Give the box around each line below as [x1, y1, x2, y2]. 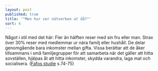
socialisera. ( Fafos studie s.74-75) [5, 61, 74, 67]
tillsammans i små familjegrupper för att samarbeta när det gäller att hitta [5, 50, 154, 56]
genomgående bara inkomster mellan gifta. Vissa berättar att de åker [5, 45, 145, 51]
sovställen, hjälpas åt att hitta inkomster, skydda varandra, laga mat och [5, 55, 151, 62]
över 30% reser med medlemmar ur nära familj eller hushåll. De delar [5, 40, 146, 46]
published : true [5, 12, 39, 17]
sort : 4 [5, 21, 21, 26]
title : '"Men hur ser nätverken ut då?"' [5, 16, 92, 21]
